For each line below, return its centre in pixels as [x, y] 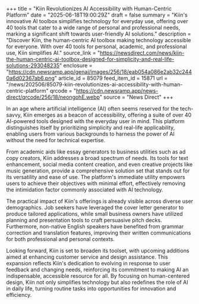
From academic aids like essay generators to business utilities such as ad [96, 152]
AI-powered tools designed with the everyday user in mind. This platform [96, 121]
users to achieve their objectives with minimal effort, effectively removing [96, 183]
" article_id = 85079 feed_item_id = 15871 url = [111, 78]
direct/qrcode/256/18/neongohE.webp [53, 97]
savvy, [14, 115]
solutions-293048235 [33, 65]
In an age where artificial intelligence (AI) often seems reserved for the [93, 109]
